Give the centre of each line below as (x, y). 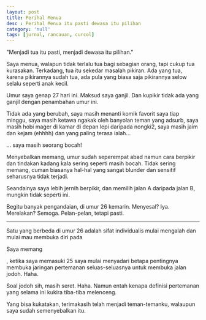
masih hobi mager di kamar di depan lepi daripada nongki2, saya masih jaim (102, 127)
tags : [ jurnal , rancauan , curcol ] (51, 35)
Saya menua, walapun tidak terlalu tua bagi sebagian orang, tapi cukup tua (101, 64)
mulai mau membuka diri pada (44, 237)
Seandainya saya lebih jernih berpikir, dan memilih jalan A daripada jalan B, (101, 188)
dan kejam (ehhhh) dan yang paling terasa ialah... (68, 133)
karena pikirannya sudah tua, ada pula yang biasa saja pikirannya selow (97, 77)
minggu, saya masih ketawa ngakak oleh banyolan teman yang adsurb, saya (102, 121)
